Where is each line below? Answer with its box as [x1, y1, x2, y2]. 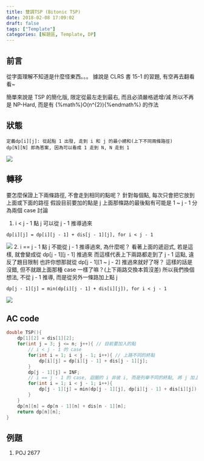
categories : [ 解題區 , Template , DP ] [6, 32, 97, 38]
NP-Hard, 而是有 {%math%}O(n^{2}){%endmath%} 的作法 [13, 101, 159, 108]
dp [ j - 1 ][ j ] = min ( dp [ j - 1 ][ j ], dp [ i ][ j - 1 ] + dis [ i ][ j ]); [38, 386, 200, 392]
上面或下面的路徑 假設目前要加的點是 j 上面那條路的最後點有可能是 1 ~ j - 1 [6, 199, 191, 206]
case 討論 [23, 206, 49, 213]
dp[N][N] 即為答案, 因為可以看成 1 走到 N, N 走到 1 [6, 144, 129, 151]
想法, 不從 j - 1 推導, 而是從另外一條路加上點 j [6, 273, 118, 280]
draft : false [6, 20, 39, 26]
